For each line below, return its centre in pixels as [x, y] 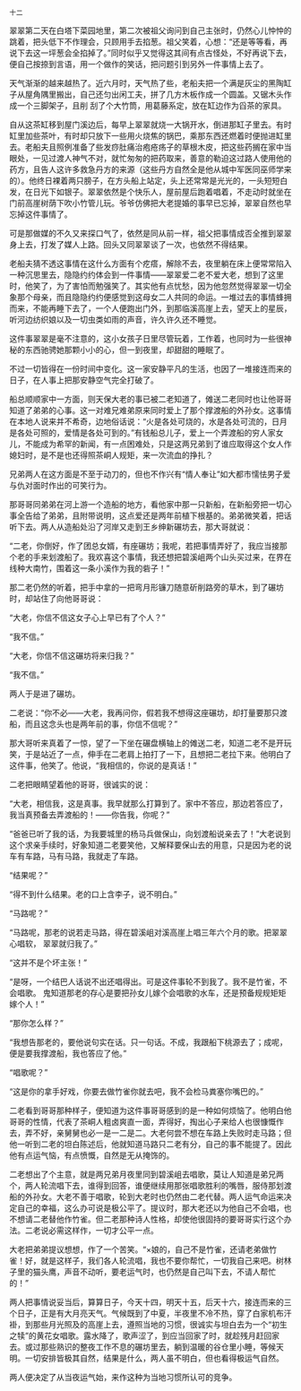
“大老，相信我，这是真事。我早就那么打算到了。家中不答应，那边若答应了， [149, 803]
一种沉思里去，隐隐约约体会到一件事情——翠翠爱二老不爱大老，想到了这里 [146, 275]
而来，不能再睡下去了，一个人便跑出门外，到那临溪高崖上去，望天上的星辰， [150, 308]
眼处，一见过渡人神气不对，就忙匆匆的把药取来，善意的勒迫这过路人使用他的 [150, 158]
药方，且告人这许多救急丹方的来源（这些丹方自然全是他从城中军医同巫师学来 [150, 169]
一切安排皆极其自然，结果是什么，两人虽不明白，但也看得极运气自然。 [154, 1358]
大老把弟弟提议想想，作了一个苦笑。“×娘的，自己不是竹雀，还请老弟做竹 [143, 1249]
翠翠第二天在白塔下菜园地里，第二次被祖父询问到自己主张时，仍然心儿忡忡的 [150, 30]
